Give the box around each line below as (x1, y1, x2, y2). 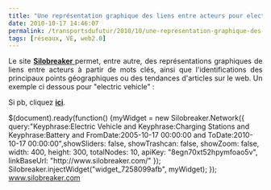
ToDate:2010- (207, 130, 253, 140)
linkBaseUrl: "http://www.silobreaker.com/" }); (8, 156, 161, 166)
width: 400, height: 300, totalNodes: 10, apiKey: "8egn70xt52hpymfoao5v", (8, 147, 258, 157)
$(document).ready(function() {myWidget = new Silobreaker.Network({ (8, 114, 244, 123)
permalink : (8, 27, 45, 35)
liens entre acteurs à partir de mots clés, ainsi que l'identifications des (8, 65, 263, 75)
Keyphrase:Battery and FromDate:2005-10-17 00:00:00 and (8, 130, 206, 140)
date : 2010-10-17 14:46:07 (8, 19, 99, 27)
